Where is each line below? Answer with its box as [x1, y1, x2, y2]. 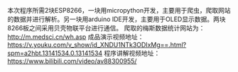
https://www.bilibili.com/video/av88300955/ [7, 57, 137, 65]
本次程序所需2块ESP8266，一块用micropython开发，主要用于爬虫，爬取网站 [7, 6, 231, 14]
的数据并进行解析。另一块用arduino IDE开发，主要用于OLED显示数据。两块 [7, 15, 226, 23]
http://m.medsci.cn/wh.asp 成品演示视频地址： [7, 32, 144, 41]
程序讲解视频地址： [104, 49, 161, 57]
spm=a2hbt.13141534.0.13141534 [7, 49, 103, 57]
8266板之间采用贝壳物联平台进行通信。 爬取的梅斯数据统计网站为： [7, 24, 205, 32]
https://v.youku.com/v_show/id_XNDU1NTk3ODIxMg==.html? [7, 41, 187, 49]
